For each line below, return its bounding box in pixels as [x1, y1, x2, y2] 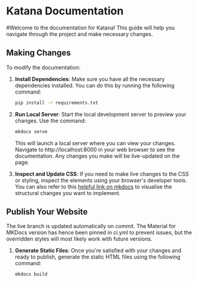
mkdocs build [14, 271, 48, 277]
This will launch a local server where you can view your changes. [14, 139, 176, 146]
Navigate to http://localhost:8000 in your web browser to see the [14, 146, 175, 153]
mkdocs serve [14, 128, 48, 134]
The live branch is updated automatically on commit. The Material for [6, 223, 176, 230]
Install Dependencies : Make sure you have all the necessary [14, 75, 165, 82]
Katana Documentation [6, 4, 124, 18]
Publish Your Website [6, 206, 88, 217]
